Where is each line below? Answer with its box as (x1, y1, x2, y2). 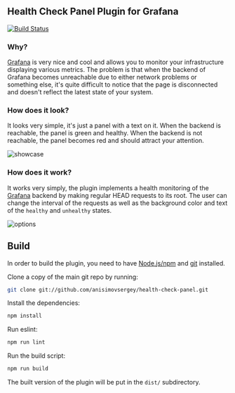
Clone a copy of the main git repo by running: (7, 273, 138, 281)
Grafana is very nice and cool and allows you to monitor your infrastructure (7, 58, 224, 66)
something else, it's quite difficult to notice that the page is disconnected (7, 80, 218, 89)
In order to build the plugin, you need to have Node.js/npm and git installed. (7, 258, 226, 267)
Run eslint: (7, 325, 38, 334)
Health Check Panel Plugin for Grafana (7, 6, 179, 18)
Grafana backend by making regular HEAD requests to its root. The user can (7, 191, 227, 199)
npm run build (7, 366, 49, 373)
